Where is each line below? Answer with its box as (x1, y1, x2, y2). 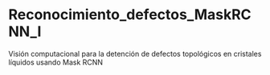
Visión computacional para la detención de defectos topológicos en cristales (8, 49, 262, 58)
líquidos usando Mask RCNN (8, 57, 103, 67)
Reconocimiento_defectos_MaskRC (8, 6, 252, 24)
